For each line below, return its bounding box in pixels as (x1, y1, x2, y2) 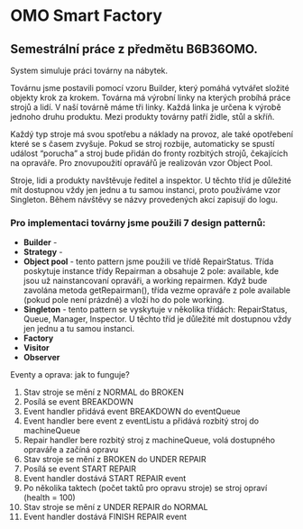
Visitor (23, 342, 50, 353)
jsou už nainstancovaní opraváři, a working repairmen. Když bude (23, 276, 268, 287)
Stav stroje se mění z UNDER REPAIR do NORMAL (23, 502, 208, 513)
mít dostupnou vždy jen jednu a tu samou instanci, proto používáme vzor (10, 185, 281, 195)
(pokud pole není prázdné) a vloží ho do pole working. (23, 295, 225, 306)
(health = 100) (23, 492, 76, 503)
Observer (23, 352, 60, 363)
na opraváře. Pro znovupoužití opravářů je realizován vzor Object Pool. (10, 158, 273, 168)
